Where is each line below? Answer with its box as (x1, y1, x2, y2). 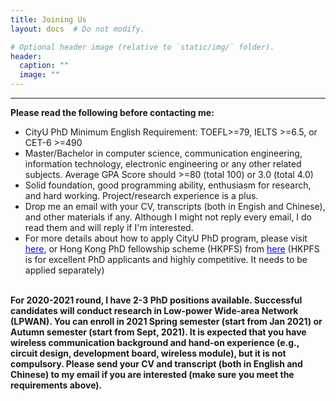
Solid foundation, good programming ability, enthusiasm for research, (24, 179, 312, 191)
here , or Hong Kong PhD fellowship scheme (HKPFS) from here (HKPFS (24, 243, 320, 255)
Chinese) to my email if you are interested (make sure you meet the (10, 369, 295, 380)
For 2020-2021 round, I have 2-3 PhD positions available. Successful (10, 294, 303, 306)
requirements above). (10, 379, 103, 391)
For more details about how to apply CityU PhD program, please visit (24, 232, 308, 244)
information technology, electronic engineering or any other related (24, 158, 302, 170)
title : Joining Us (10, 14, 87, 25)
